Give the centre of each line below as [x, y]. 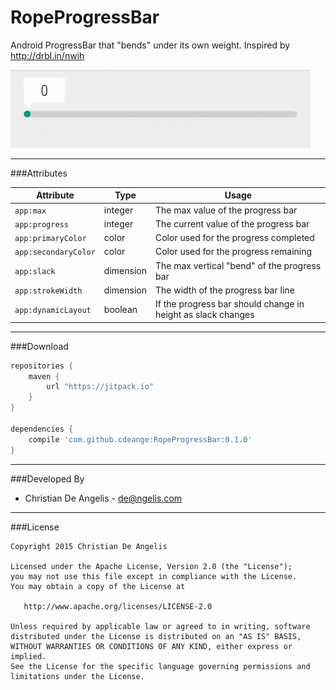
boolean [120, 309]
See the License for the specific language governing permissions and [160, 666]
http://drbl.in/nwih [47, 55]
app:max [30, 211]
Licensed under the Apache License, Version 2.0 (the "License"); [151, 566]
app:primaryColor [50, 239]
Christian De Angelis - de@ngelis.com [103, 498]
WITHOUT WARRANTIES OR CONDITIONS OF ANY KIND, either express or [151, 646]
